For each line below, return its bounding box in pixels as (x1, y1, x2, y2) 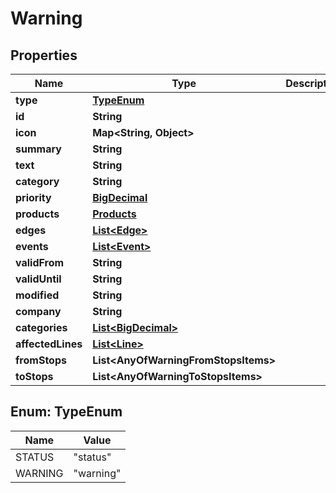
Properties (10, 47, 78, 64)
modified (15, 288, 60, 302)
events (15, 240, 49, 253)
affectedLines (15, 337, 83, 351)
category (15, 175, 60, 188)
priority (15, 191, 52, 204)
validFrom (15, 256, 65, 269)
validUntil (15, 272, 62, 286)
